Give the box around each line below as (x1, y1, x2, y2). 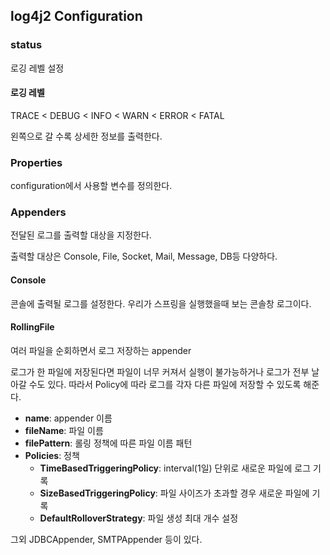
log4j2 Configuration (10, 8, 143, 25)
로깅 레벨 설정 (10, 62, 65, 74)
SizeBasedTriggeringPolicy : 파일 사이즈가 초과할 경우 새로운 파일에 (39, 487, 310, 499)
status (10, 38, 43, 52)
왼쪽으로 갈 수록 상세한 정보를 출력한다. (10, 130, 163, 142)
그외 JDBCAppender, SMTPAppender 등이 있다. (10, 533, 203, 545)
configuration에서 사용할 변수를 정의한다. (10, 180, 173, 192)
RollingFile (10, 321, 55, 333)
